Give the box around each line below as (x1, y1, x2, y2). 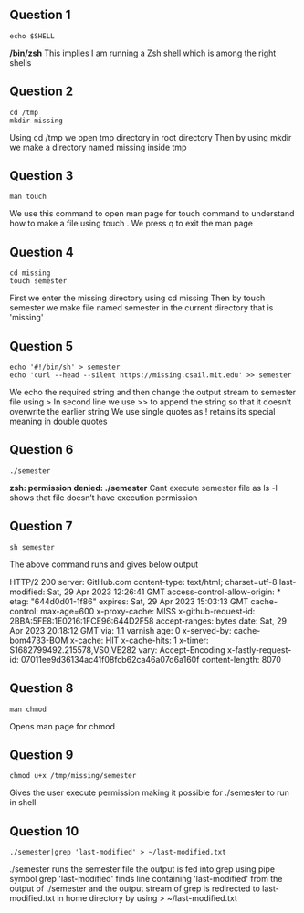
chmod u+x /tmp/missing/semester (9, 771, 137, 781)
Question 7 (9, 519, 73, 534)
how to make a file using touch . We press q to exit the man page (9, 218, 254, 229)
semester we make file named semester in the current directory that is (9, 302, 274, 313)
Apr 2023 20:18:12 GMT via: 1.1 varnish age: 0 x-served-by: (9, 624, 232, 635)
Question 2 (9, 84, 74, 100)
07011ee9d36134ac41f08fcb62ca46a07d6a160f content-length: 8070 (20, 654, 281, 665)
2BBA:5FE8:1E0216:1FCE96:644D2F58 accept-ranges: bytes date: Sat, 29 (9, 615, 288, 626)
